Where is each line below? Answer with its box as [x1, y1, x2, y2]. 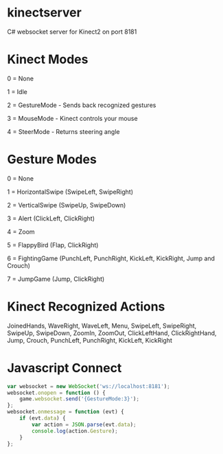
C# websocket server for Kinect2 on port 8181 [7, 27, 137, 36]
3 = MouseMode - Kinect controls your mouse [7, 114, 139, 122]
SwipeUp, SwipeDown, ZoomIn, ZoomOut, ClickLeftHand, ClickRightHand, [7, 328, 218, 337]
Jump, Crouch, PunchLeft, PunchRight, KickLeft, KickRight [7, 336, 173, 344]
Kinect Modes [7, 52, 89, 67]
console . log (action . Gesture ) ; [32, 427, 118, 434]
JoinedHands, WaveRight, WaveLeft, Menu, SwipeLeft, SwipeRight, [7, 321, 197, 330]
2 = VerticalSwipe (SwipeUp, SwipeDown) [7, 201, 126, 209]
